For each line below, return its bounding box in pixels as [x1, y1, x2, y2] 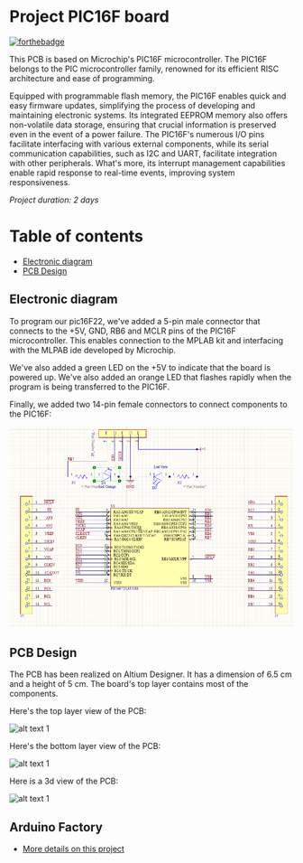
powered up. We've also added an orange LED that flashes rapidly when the [9, 371, 292, 382]
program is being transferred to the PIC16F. [9, 381, 170, 392]
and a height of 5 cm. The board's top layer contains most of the [9, 679, 249, 689]
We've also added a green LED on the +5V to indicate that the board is [9, 361, 271, 372]
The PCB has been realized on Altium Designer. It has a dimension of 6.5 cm [9, 669, 293, 680]
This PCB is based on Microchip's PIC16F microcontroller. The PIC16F [9, 53, 268, 64]
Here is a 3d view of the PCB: [9, 775, 119, 787]
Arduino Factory [9, 820, 104, 835]
